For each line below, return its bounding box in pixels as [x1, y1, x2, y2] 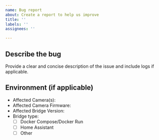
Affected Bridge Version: [12, 107, 65, 114]
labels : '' [5, 21, 29, 27]
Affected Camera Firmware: [12, 102, 71, 108]
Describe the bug [5, 49, 61, 59]
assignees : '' [5, 26, 36, 32]
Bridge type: [12, 113, 39, 119]
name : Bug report [5, 7, 42, 13]
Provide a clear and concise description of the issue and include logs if [5, 63, 154, 69]
